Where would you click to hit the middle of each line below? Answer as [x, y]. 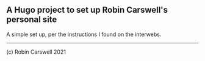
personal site [32, 20]
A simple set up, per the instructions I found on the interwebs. [84, 34]
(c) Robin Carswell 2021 [36, 52]
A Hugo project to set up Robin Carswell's [87, 10]
